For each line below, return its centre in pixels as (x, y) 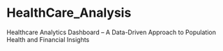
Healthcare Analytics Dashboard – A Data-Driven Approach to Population (111, 32)
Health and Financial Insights (48, 39)
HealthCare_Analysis (69, 13)
